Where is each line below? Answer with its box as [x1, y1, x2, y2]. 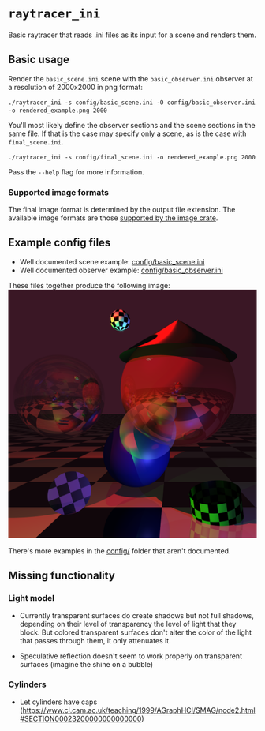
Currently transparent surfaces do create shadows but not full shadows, [19, 610, 255, 620]
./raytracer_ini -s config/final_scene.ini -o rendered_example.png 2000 [8, 153, 256, 161]
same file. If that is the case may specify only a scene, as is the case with [8, 129, 247, 138]
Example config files [8, 236, 111, 249]
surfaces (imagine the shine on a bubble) [19, 659, 154, 669]
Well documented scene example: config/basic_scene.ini [19, 257, 205, 266]
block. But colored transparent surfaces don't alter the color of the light [19, 628, 252, 637]
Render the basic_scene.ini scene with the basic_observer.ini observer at [8, 73, 254, 83]
